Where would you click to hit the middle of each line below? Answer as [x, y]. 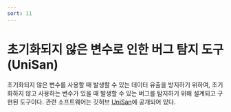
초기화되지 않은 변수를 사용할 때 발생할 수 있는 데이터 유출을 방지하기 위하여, [109, 85]
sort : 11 [20, 13]
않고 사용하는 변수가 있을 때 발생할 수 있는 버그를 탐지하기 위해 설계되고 [121, 93]
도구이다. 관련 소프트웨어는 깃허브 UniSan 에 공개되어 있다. [98, 102]
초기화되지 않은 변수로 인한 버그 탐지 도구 [115, 49]
